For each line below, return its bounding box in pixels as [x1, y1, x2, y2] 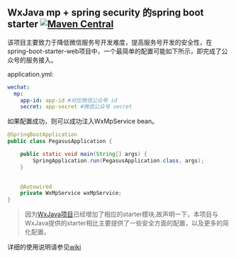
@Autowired [20, 183, 52, 190]
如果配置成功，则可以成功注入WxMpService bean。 [7, 117, 158, 125]
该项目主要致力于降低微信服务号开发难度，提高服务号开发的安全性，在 [7, 38, 213, 46]
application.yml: [7, 69, 55, 78]
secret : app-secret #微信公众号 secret [20, 103, 133, 111]
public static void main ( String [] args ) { [20, 151, 147, 158]
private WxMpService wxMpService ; [20, 190, 122, 197]
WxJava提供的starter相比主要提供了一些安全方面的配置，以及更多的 [24, 219, 223, 228]
